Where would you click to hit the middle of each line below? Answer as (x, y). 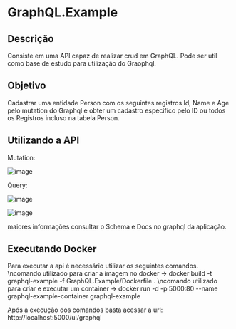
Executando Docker (52, 249)
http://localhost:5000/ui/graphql (55, 318)
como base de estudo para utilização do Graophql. (82, 63)
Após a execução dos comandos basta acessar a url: (85, 310)
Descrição (31, 39)
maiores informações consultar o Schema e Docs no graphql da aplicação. (117, 226)
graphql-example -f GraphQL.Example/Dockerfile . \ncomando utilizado (112, 281)
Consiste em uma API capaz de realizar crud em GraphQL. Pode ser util (112, 56)
